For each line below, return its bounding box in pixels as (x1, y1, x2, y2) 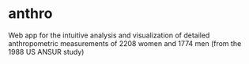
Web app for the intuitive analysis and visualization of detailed (8, 30, 210, 40)
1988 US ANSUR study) (8, 47, 85, 56)
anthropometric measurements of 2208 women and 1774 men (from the (8, 38, 242, 48)
